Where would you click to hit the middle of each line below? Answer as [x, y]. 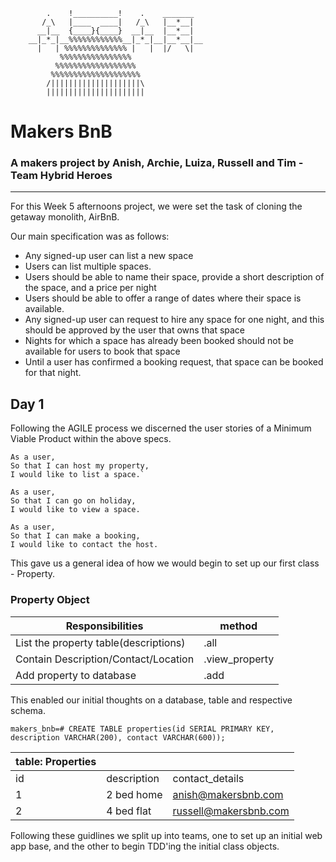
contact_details [208, 778]
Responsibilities [104, 626]
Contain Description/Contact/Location [105, 659]
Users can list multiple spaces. [88, 266]
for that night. [53, 373]
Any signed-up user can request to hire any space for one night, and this [174, 320]
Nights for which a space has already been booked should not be [159, 341]
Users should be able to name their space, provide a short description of [174, 277]
